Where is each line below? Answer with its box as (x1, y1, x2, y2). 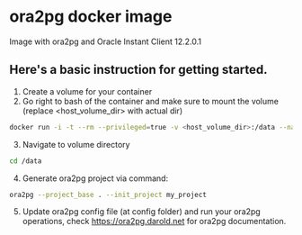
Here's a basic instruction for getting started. (9, 62, 268, 77)
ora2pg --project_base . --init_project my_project (9, 190, 207, 199)
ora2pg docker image (9, 6, 173, 27)
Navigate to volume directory (22, 139, 130, 149)
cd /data (9, 156, 42, 166)
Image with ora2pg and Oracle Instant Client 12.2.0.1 (9, 36, 202, 47)
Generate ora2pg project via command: (22, 173, 169, 184)
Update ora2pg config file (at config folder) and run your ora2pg (22, 206, 261, 217)
